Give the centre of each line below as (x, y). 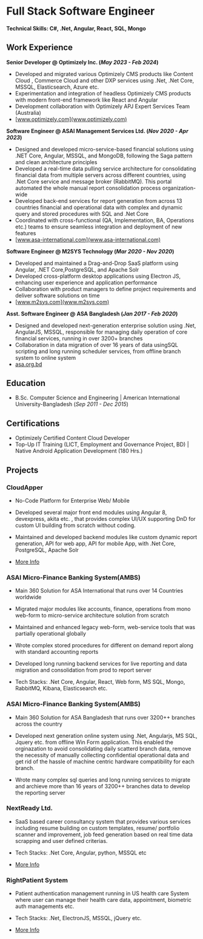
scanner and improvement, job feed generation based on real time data (104, 834)
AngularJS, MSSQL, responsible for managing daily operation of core (101, 332)
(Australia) (28, 112)
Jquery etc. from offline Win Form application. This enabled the (94, 742)
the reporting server (40, 793)
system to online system (45, 357)
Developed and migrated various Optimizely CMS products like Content (104, 74)
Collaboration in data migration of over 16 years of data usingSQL (97, 345)
